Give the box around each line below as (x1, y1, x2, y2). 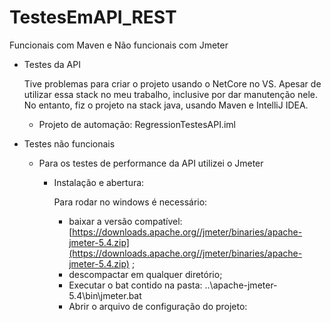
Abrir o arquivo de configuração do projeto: (68, 300, 248, 312)
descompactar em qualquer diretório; (68, 268, 223, 280)
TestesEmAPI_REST (9, 6, 177, 29)
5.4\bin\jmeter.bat (68, 289, 142, 301)
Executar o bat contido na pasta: (68, 279, 203, 291)
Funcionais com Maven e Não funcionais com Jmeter (9, 39, 229, 51)
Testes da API (23, 58, 81, 70)
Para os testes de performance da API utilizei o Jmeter (38, 157, 264, 169)
